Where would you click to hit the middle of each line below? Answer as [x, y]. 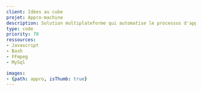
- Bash [14, 51]
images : [16, 73]
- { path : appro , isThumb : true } [47, 79]
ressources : [21, 40]
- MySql [16, 62]
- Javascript [23, 46]
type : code [20, 29]
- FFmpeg [17, 57]
